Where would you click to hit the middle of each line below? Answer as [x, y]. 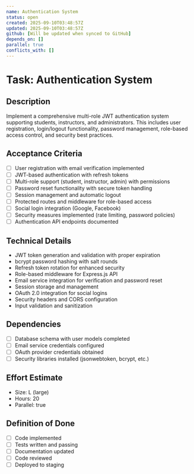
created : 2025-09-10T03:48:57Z [45, 23]
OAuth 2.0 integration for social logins [61, 293]
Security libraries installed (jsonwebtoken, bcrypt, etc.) [82, 359]
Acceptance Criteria [44, 154]
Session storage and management [57, 287]
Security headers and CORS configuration [66, 299]
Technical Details [39, 241]
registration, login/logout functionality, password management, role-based [97, 128]
